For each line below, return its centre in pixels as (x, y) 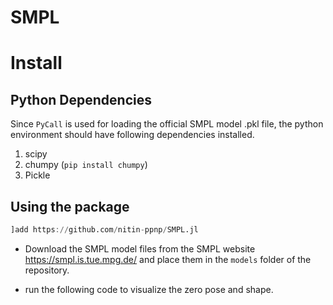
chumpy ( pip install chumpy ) (86, 165)
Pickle (37, 175)
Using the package (70, 206)
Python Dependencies (81, 99)
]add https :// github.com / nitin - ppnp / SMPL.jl (104, 230)
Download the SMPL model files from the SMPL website (140, 248)
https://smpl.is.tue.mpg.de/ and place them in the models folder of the (168, 259)
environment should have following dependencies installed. (132, 135)
